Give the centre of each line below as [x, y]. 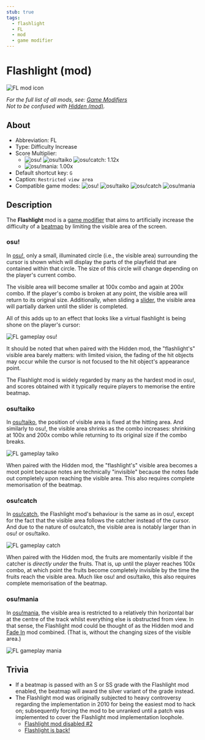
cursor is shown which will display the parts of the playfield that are [91, 262]
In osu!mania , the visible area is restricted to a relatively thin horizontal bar [100, 613]
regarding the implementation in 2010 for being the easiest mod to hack [105, 704]
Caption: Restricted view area [54, 179]
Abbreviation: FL [36, 140]
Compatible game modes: [48, 186]
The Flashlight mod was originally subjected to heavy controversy [98, 697]
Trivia [17, 670]
